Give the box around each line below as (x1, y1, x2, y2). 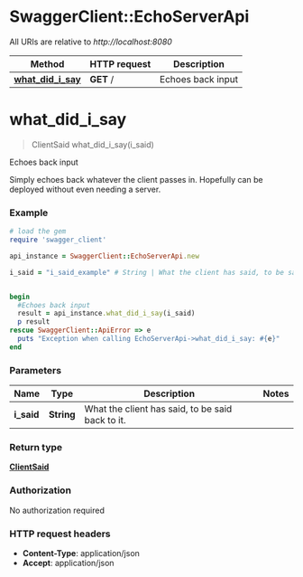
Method (30, 57, 65, 70)
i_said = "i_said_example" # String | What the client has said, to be (9, 268, 284, 277)
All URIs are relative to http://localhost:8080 (9, 36, 173, 47)
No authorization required (9, 505, 106, 516)
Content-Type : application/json (22, 547, 140, 558)
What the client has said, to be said (84, 402, 233, 415)
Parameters (9, 364, 61, 376)
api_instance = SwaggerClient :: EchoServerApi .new (9, 251, 200, 260)
